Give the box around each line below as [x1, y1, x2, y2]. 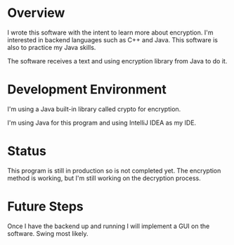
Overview [7, 5, 65, 21]
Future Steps [7, 199, 84, 214]
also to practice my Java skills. [7, 43, 96, 51]
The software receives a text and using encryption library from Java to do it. [7, 56, 228, 65]
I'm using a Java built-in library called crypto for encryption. [7, 104, 181, 113]
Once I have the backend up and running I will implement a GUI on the [7, 222, 210, 230]
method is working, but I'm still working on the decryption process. [7, 174, 202, 182]
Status [7, 143, 47, 159]
